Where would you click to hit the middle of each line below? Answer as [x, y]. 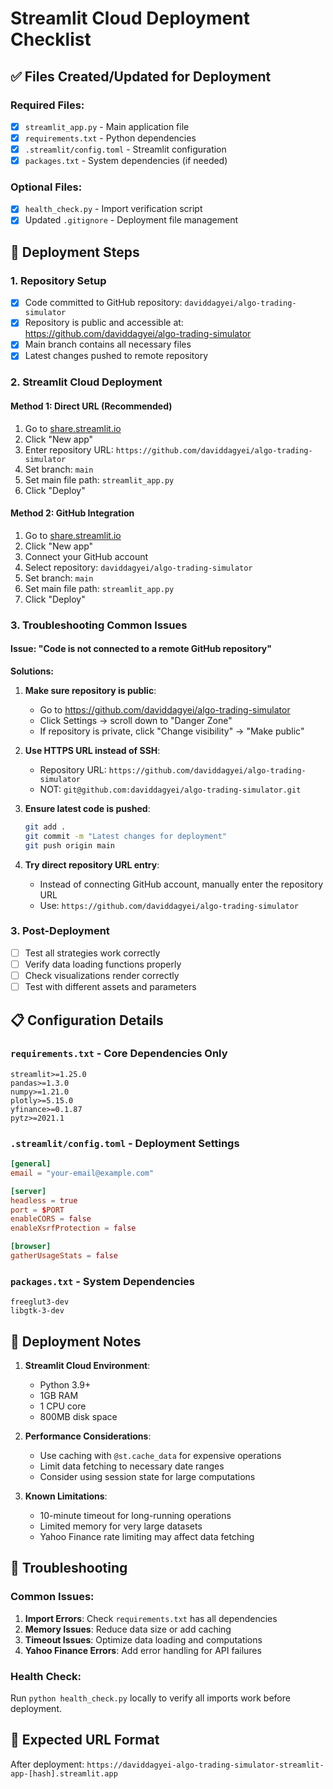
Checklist [51, 39]
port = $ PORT [37, 1210]
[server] [28, 1191]
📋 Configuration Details [87, 1020]
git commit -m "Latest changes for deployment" [125, 836]
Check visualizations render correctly [102, 975]
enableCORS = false [51, 1219]
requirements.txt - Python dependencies [110, 138]
